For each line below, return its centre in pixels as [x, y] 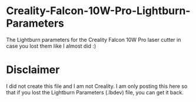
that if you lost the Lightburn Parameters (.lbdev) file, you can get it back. [95, 92]
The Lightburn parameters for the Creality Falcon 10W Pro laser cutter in [94, 40]
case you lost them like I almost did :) [51, 46]
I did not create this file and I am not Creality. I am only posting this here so [97, 86]
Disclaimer [33, 70]
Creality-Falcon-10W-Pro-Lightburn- [98, 11]
